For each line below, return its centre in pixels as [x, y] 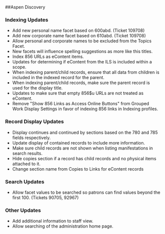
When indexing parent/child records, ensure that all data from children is [86, 72]
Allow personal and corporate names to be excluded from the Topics [82, 41]
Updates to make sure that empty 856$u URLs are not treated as [78, 93]
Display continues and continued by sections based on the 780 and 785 [85, 132]
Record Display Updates [34, 121]
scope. [19, 67]
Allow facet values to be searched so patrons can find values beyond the [86, 192]
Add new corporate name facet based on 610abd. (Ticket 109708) [79, 36]
